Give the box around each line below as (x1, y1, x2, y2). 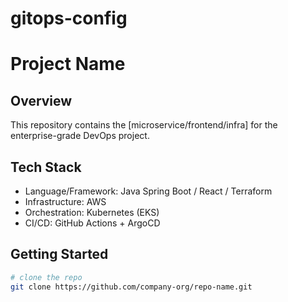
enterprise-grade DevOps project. (10, 130, 150, 142)
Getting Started (10, 246, 109, 263)
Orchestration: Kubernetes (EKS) (24, 207, 160, 218)
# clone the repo (10, 272, 83, 282)
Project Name (10, 53, 126, 76)
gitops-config (10, 7, 128, 30)
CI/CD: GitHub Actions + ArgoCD (24, 217, 161, 229)
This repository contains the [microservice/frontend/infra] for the (10, 119, 278, 131)
